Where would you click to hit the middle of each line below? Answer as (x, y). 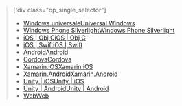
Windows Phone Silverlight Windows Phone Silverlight (99, 30)
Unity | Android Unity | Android (66, 89)
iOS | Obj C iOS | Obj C (55, 38)
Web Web (36, 96)
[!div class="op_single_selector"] (60, 10)
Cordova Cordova (47, 59)
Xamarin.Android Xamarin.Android (70, 74)
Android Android (46, 52)
